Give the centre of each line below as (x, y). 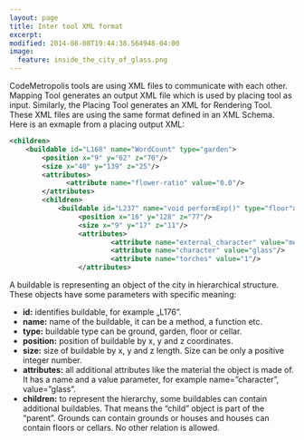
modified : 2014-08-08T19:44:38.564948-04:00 (95, 43)
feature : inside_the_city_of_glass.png (93, 60)
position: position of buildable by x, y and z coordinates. (128, 341)
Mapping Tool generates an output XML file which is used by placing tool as (151, 95)
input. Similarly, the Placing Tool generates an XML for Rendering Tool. (141, 105)
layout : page (34, 18)
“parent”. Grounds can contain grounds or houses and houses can (146, 418)
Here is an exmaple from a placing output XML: (97, 124)
